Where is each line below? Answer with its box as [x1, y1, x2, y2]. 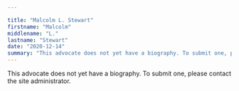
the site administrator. [7, 77, 71, 85]
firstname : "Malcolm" [7, 23, 72, 31]
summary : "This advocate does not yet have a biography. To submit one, [7, 50, 228, 57]
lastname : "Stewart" [7, 36, 69, 43]
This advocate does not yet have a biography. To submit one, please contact [7, 69, 232, 77]
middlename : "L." [7, 30, 59, 37]
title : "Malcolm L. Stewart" [7, 16, 94, 23]
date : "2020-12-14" [7, 43, 65, 50]
